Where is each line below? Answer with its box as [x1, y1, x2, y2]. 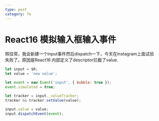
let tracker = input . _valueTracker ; [5, 93, 79, 98]
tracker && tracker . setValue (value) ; [5, 98, 81, 103]
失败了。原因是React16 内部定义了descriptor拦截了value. [5, 57, 118, 63]
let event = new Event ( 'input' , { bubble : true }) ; [5, 80, 111, 85]
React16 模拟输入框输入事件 [5, 34, 116, 45]
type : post [5, 7, 27, 12]
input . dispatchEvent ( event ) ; [5, 111, 64, 116]
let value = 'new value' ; [5, 71, 57, 76]
